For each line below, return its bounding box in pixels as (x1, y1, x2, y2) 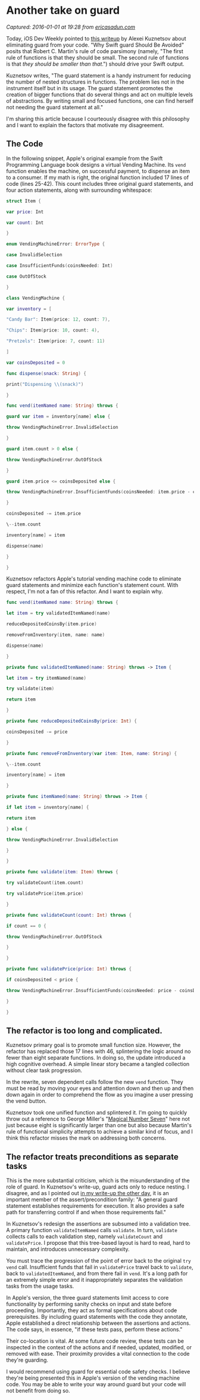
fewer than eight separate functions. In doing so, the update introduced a (6, 1054, 186, 1061)
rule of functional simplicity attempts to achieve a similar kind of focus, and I (6, 1128, 193, 1135)
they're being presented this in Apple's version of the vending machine (6, 1374, 180, 1381)
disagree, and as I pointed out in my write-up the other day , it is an (6, 1190, 169, 1197)
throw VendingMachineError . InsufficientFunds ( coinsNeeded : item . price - (6, 489, 190, 495)
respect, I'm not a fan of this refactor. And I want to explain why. (6, 588, 164, 595)
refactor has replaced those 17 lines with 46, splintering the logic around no (6, 1048, 191, 1055)
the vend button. (6, 1097, 47, 1105)
